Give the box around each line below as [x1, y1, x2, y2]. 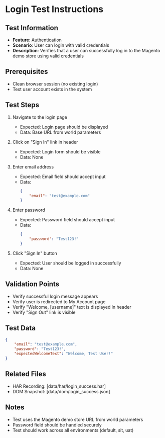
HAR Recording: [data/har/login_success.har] [12, 383, 106, 389]
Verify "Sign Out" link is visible [12, 309, 76, 315]
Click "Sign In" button [12, 250, 58, 256]
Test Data [5, 324, 36, 332]
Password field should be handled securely [12, 421, 102, 428]
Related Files [5, 370, 47, 378]
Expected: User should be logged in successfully [20, 260, 121, 266]
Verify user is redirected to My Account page [12, 298, 106, 305]
